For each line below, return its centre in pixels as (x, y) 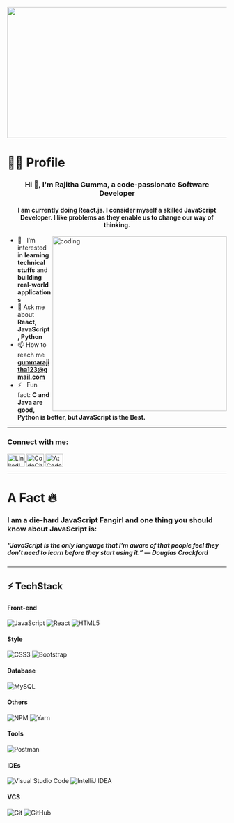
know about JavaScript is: (52, 529)
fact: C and (33, 395)
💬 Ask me (31, 307)
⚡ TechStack (35, 586)
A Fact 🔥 (32, 498)
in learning (33, 255)
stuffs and (32, 270)
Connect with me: (38, 442)
